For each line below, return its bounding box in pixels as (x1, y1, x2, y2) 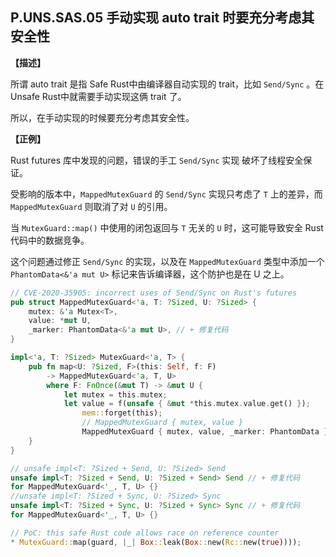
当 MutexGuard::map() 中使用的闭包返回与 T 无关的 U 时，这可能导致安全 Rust (10, 221, 324, 233)
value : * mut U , (28, 316, 92, 326)
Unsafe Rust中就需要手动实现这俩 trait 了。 (10, 90, 187, 102)
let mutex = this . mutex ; (63, 389, 168, 400)
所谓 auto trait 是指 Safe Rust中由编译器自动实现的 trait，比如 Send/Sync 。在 (10, 78, 325, 90)
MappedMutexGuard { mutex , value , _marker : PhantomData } (81, 427, 329, 437)
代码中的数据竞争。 (10, 234, 90, 246)
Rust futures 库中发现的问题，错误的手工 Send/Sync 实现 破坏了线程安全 (10, 154, 304, 166)
